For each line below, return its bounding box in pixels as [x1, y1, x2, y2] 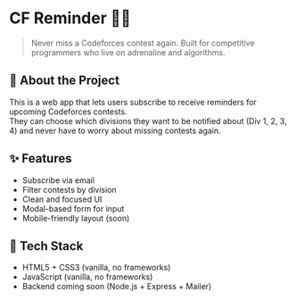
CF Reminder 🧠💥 [9, 8, 132, 29]
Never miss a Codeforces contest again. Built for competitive [30, 37, 255, 48]
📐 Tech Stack [9, 238, 84, 254]
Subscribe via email [21, 174, 95, 186]
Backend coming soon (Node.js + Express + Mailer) [21, 281, 212, 292]
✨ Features [9, 151, 72, 166]
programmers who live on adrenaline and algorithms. [30, 46, 226, 57]
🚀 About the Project [9, 73, 120, 88]
